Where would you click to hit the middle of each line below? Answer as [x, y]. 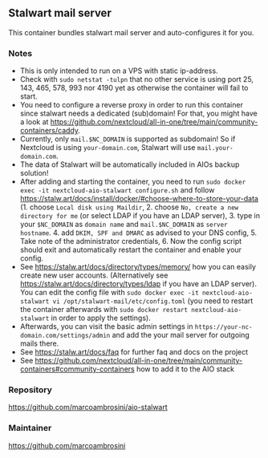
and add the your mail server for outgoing [181, 335]
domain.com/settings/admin [65, 336]
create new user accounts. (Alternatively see [94, 275]
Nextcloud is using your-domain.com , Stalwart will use [108, 148]
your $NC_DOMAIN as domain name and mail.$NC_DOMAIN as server [124, 225]
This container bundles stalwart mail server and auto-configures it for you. [131, 32]
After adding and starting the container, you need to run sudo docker [133, 182]
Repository [30, 390]
